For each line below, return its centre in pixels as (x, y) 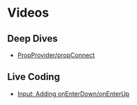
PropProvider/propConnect (56, 55)
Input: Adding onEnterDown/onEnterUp (73, 94)
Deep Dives (32, 39)
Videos (28, 13)
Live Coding (34, 77)
